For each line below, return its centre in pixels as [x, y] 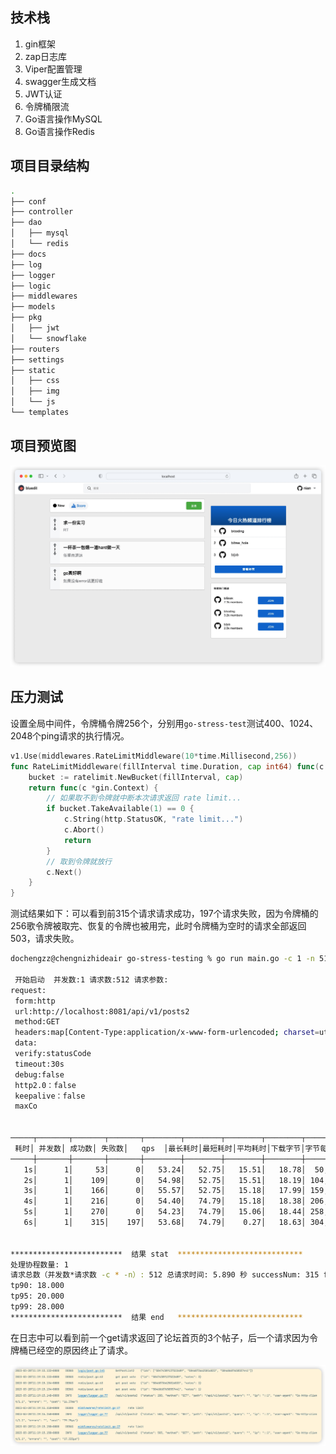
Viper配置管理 [53, 69]
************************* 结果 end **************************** [156, 1317]
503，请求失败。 [45, 939]
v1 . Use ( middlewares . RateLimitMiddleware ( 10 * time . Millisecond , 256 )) [154, 756]
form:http [35, 1001]
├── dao [26, 223]
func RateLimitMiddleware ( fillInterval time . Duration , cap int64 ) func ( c [167, 766]
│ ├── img [35, 391]
